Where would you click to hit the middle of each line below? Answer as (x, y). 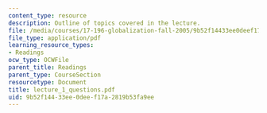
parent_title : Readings (48, 68)
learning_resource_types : (51, 45)
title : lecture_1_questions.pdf (62, 90)
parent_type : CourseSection (55, 75)
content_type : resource (48, 16)
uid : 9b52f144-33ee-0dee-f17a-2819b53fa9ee (81, 97)
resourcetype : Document (48, 82)
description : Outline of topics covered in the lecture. (104, 23)
